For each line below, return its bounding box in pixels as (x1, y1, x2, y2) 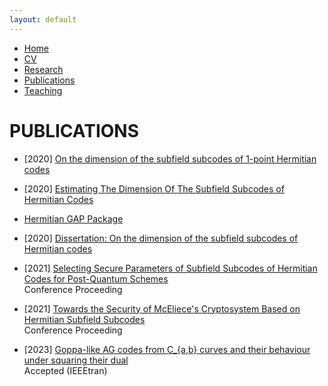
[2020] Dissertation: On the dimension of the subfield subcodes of (23, 232, 299, 244)
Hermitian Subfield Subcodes (23, 313, 146, 325)
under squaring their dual (23, 354, 129, 366)
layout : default (9, 14, 77, 25)
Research (23, 63, 64, 75)
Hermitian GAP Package (23, 212, 124, 225)
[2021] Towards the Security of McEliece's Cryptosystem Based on (23, 302, 301, 315)
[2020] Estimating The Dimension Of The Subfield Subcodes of (23, 182, 285, 195)
